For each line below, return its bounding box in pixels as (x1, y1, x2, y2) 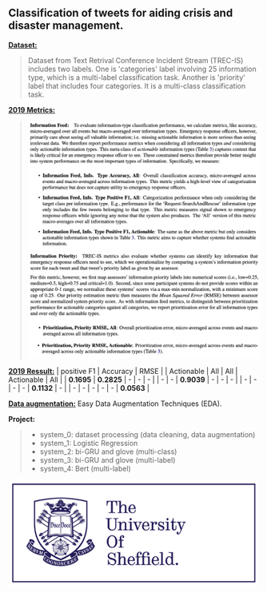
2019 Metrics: (8, 105, 56, 114)
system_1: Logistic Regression (39, 439, 138, 448)
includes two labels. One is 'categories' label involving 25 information (27, 64, 257, 74)
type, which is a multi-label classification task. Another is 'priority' (27, 72, 246, 82)
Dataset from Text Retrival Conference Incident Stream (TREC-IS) (27, 55, 244, 65)
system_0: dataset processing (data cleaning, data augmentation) (39, 430, 256, 440)
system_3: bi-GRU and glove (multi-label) (39, 456, 176, 465)
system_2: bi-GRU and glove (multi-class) (39, 447, 177, 456)
